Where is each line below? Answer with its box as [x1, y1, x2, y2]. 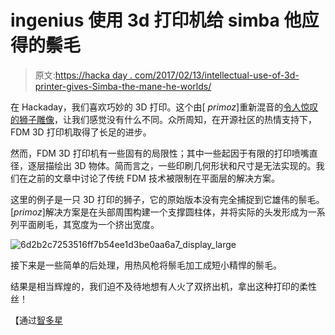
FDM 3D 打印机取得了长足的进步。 [10, 126, 152, 138]
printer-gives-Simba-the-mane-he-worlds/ [34, 80, 212, 92]
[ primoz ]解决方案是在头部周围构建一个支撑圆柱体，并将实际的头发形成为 [10, 206, 308, 218]
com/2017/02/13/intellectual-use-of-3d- [134, 69, 300, 81]
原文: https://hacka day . [34, 69, 133, 81]
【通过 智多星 [10, 314, 63, 326]
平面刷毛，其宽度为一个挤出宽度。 [18, 218, 160, 230]
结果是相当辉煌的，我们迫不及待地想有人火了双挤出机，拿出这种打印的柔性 [10, 280, 317, 292]
